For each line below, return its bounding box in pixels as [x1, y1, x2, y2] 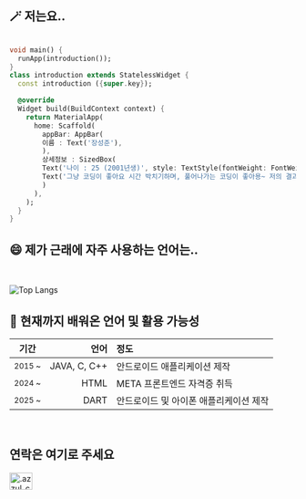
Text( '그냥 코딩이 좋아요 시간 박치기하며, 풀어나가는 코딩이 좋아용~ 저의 [42, 172, 282, 182]
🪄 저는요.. [9, 8, 66, 25]
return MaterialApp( [25, 112, 104, 121]
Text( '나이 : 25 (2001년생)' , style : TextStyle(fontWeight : [42, 163, 267, 173]
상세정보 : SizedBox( [42, 155, 117, 164]
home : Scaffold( [33, 121, 96, 130]
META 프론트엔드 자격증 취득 [116, 377, 234, 390]
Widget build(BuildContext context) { [17, 104, 166, 114]
